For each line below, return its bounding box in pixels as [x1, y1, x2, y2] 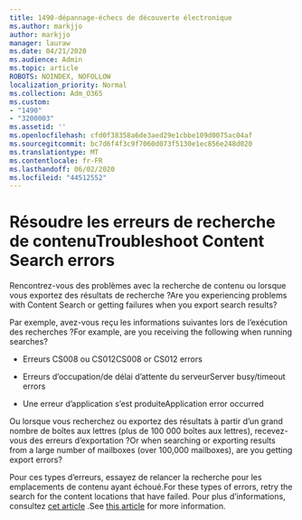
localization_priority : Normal [9, 80, 127, 90]
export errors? [9, 454, 63, 466]
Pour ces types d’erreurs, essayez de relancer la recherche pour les [9, 472, 262, 483]
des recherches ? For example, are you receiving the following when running [9, 326, 292, 337]
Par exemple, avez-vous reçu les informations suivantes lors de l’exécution [9, 317, 288, 328]
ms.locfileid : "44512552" [9, 173, 107, 182]
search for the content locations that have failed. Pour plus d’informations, [9, 491, 287, 502]
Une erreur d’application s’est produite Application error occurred [22, 399, 264, 410]
